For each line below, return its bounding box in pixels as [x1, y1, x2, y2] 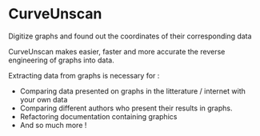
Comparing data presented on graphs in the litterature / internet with [19, 86, 246, 96]
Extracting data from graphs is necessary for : [8, 70, 160, 80]
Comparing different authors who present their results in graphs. [19, 103, 233, 113]
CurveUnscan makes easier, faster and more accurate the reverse [8, 46, 226, 56]
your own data [19, 94, 68, 104]
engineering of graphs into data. [8, 55, 114, 65]
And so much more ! [19, 120, 87, 130]
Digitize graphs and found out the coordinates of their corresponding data [8, 31, 252, 41]
